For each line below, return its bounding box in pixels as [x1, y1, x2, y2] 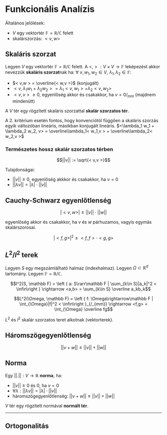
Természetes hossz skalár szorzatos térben [5, 146, 113, 153]
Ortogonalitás [5, 422, 49, 431]
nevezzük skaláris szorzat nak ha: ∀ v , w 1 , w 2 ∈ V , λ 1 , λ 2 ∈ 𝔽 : [5, 69, 132, 76]
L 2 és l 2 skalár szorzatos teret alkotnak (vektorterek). [5, 316, 113, 323]
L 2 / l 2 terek [5, 249, 38, 260]
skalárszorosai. [5, 224, 36, 230]
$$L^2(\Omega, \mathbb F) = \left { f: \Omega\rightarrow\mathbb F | [14, 295, 153, 302]
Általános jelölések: [5, 20, 45, 26]
